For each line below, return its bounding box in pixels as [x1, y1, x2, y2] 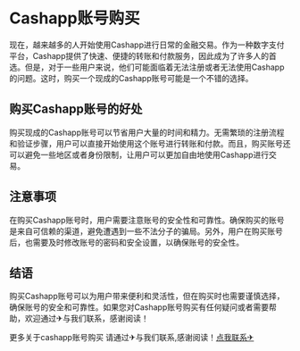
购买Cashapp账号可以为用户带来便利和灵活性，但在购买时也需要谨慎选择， [9, 291, 285, 302]
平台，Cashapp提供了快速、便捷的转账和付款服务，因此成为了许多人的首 [9, 50, 277, 61]
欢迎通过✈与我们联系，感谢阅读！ [24, 313, 149, 324]
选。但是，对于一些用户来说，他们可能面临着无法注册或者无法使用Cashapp [9, 62, 285, 72]
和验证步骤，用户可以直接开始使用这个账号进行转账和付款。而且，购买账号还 [9, 138, 291, 148]
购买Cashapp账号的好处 [9, 102, 143, 117]
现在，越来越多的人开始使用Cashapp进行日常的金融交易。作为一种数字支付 [9, 39, 285, 50]
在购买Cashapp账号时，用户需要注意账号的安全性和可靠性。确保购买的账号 [9, 214, 285, 225]
